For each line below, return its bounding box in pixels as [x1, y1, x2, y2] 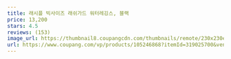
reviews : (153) [7, 28, 51, 36]
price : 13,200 [7, 16, 48, 23]
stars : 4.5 [7, 22, 38, 29]
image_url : [7, 35, 38, 42]
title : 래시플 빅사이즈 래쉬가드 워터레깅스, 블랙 [7, 9, 129, 17]
